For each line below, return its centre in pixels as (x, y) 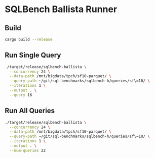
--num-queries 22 (28, 150)
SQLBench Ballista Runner (61, 9)
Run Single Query (33, 55)
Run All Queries (30, 111)
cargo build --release (29, 39)
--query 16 (21, 95)
